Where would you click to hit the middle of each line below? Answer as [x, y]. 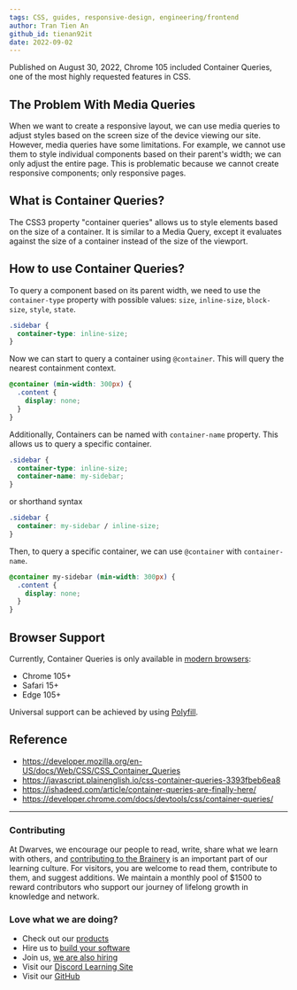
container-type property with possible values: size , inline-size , [127, 300]
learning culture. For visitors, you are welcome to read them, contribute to [143, 869]
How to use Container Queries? [97, 269]
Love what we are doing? [64, 920]
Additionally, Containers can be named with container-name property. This [144, 434]
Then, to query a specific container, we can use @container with [126, 551]
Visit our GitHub [51, 977]
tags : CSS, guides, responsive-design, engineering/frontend [124, 17]
